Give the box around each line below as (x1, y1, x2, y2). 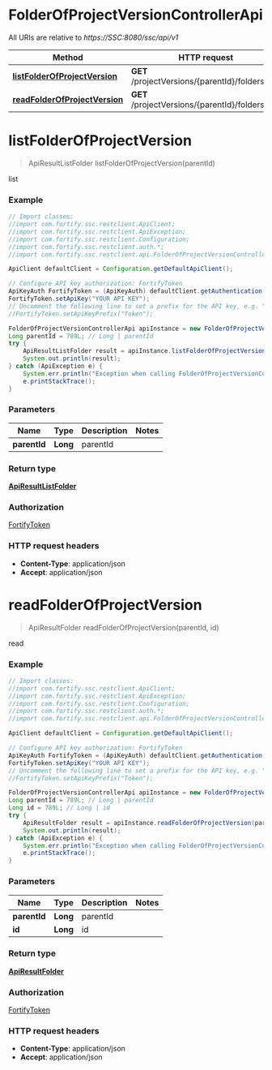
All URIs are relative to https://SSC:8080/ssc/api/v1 (8, 32, 179, 42)
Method (52, 51, 83, 62)
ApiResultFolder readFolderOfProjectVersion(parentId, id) (28, 622, 220, 632)
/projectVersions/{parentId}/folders (130, 75, 265, 87)
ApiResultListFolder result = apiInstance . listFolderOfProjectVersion (23, 347, 266, 355)
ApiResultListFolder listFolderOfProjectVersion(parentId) (28, 158, 216, 168)
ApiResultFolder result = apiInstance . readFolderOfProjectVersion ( (23, 819, 255, 827)
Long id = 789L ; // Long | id (8, 804, 111, 812)
